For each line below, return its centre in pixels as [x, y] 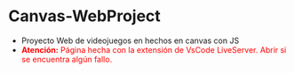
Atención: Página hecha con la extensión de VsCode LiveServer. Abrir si [154, 49]
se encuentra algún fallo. [67, 59]
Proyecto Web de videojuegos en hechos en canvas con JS [130, 40]
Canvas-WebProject [84, 16]
